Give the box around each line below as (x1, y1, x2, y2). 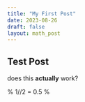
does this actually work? (7, 74, 79, 82)
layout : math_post (7, 29, 61, 37)
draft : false (7, 23, 45, 30)
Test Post (7, 55, 49, 67)
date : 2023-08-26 (7, 17, 58, 24)
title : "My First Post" (7, 10, 77, 17)
